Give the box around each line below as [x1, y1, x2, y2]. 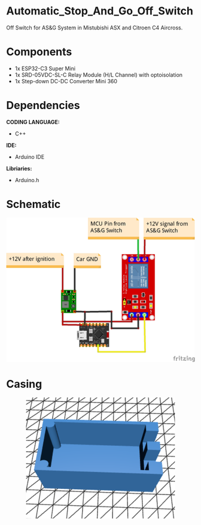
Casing [6, 377, 42, 391]
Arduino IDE [14, 153, 45, 160]
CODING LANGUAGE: [6, 118, 60, 125]
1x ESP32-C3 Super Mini [14, 65, 76, 72]
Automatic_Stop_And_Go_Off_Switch [6, 4, 193, 18]
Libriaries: [6, 165, 32, 172]
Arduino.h [14, 176, 39, 183]
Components [6, 45, 72, 59]
